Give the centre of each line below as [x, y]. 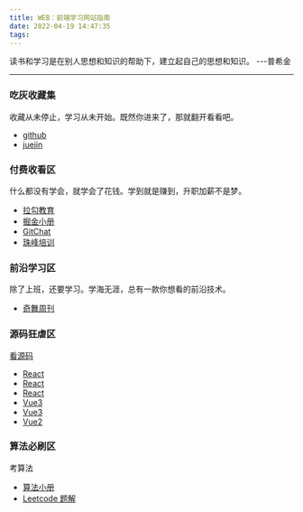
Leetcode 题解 [49, 498]
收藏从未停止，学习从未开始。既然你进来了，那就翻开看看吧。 [124, 116]
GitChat [37, 231]
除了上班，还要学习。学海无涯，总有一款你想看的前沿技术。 [120, 289]
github [34, 135]
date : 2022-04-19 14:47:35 [60, 26]
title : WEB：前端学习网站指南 [60, 18]
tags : [19, 34]
